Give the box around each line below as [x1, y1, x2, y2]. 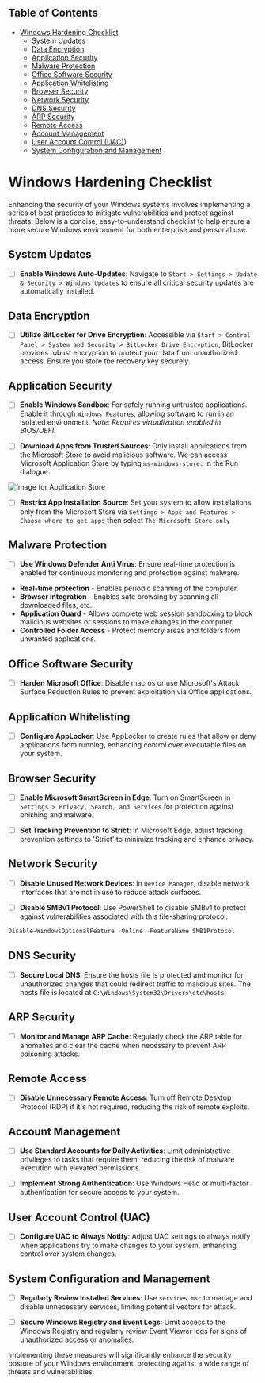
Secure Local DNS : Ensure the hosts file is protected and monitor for [19, 970, 244, 979]
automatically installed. [19, 286, 95, 296]
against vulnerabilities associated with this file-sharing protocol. [19, 912, 228, 921]
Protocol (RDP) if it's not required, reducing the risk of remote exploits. [19, 1102, 250, 1112]
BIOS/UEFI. [19, 426, 57, 436]
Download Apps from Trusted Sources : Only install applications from [19, 441, 248, 451]
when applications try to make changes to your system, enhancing [19, 1241, 237, 1250]
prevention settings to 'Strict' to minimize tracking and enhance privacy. [19, 835, 255, 844]
